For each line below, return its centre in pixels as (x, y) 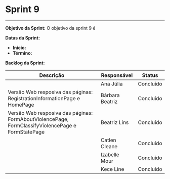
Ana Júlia (112, 83)
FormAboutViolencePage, (38, 119)
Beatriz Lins (115, 122)
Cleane (109, 146)
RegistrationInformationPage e (44, 98)
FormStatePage (26, 131)
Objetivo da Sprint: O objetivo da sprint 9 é (50, 28)
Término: (22, 53)
